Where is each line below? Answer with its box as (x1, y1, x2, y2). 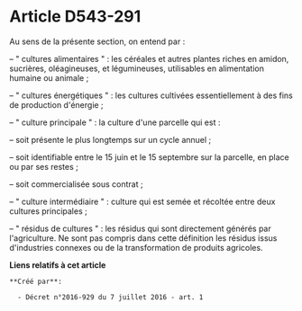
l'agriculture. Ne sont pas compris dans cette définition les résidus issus (9, 232, 278, 244)
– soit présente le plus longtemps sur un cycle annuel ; (9, 134, 212, 145)
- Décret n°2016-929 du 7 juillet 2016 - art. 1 (17, 292, 204, 302)
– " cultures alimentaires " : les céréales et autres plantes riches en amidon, (9, 53, 289, 64)
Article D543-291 (9, 6, 142, 27)
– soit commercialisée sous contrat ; (9, 178, 143, 190)
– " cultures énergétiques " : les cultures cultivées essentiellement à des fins (9, 90, 293, 101)
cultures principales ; (9, 205, 87, 217)
